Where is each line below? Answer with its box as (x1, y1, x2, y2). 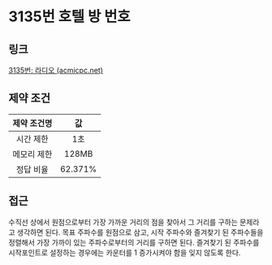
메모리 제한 (12, 148, 53, 159)
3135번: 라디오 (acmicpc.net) (8, 66, 104, 75)
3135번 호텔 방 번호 (8, 7, 132, 26)
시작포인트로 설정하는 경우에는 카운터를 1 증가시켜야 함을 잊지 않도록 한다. (8, 247, 241, 257)
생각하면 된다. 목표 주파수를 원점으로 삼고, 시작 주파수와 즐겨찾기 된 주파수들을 (16, 227, 264, 237)
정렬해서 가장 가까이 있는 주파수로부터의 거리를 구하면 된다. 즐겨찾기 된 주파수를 (8, 237, 260, 247)
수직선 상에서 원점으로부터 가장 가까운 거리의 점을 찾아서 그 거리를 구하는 (8, 217, 238, 227)
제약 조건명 (12, 117, 53, 128)
